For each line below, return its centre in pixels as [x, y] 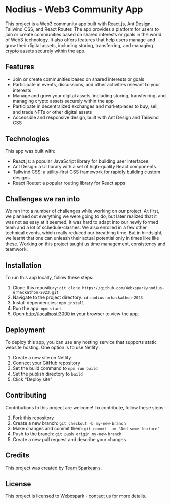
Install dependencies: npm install [48, 303]
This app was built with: [30, 151]
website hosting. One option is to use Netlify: [53, 347]
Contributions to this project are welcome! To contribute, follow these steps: [85, 407]
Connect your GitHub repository [46, 363]
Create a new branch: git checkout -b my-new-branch [69, 423]
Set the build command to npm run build [55, 368]
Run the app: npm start [37, 309]
